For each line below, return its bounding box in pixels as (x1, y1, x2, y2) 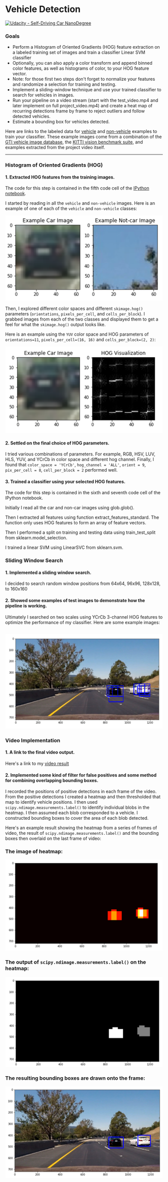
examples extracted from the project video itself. (5, 144, 105, 151)
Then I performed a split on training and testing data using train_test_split (5, 529, 156, 535)
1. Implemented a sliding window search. (5, 569, 91, 575)
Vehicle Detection (5, 4, 81, 15)
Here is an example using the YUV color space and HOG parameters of (5, 331, 149, 337)
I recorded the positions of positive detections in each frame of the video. (5, 789, 157, 795)
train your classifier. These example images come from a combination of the (5, 134, 162, 140)
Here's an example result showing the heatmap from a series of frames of (5, 825, 157, 831)
